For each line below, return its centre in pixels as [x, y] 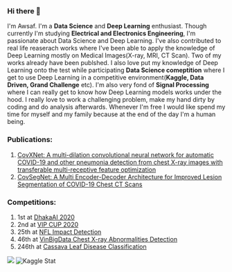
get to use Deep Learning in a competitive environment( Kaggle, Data [106, 78]
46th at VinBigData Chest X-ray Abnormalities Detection [97, 239]
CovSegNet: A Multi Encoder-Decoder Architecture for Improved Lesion [119, 176]
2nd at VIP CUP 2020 [48, 224]
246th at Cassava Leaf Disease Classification [82, 246]
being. [16, 122]
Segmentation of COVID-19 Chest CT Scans [80, 184]
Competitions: [32, 202]
